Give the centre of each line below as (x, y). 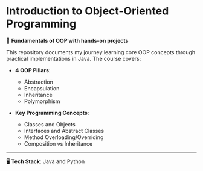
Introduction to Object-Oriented (88, 11)
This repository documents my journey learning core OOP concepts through (101, 52)
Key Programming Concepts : (52, 113)
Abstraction (38, 82)
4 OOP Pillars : (33, 70)
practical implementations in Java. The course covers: (74, 58)
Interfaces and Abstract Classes (64, 131)
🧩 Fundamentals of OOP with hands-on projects (67, 40)
